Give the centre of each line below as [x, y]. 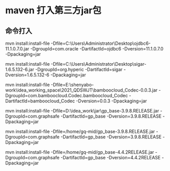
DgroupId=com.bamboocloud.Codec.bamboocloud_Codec [67, 95]
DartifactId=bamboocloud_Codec [40, 101]
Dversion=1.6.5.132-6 [27, 75]
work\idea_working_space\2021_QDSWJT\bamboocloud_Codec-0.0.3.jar [81, 90]
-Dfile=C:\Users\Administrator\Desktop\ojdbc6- [101, 43]
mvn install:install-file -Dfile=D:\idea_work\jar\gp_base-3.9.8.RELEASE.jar [82, 111]
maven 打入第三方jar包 [53, 10]
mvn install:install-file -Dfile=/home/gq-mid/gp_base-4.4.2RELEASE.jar [80, 152]
